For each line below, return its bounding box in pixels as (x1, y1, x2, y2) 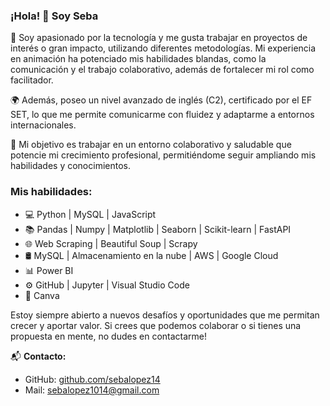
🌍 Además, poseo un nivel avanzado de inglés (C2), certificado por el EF (10, 94, 313, 106)
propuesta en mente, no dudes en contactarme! (10, 330, 208, 342)
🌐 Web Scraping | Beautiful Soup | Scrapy (24, 237, 198, 249)
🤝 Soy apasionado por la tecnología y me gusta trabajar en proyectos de (10, 32, 308, 44)
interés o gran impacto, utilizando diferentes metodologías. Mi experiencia (10, 42, 317, 54)
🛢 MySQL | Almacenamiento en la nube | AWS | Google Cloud (24, 249, 279, 261)
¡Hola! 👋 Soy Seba (10, 9, 99, 23)
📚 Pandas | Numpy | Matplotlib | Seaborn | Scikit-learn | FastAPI (24, 223, 292, 235)
